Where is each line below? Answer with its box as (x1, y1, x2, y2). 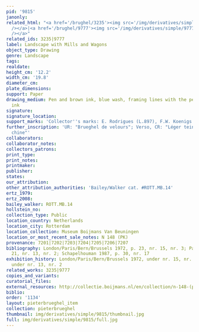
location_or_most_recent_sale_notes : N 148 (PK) (6, 234, 129, 240)
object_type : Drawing (6, 47, 60, 53)
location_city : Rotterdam (6, 223, 70, 229)
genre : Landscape (6, 53, 49, 59)
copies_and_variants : (6, 273, 60, 279)
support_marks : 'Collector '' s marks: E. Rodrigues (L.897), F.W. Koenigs (6, 119, 192, 125)
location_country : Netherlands (6, 218, 84, 224)
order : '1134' (6, 295, 41, 301)
